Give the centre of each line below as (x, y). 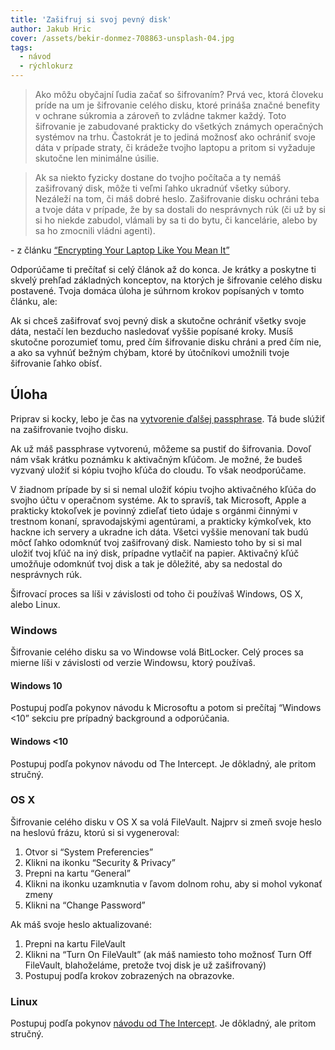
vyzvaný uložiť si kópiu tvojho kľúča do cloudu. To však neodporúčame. (158, 470)
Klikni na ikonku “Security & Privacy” (100, 862)
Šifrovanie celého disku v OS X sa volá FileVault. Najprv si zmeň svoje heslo (166, 822)
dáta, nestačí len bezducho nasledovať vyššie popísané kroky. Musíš (152, 331)
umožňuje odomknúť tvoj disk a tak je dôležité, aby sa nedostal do (146, 563)
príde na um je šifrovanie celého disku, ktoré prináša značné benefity (177, 105)
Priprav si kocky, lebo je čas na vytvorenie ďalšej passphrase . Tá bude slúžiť (168, 418)
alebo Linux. (35, 604)
